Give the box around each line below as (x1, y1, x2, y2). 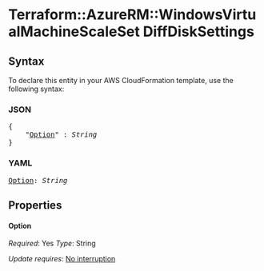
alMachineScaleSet (8, 22, 140, 41)
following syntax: (8, 84, 65, 94)
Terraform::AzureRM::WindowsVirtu (8, 6, 257, 24)
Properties (8, 198, 62, 212)
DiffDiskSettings (142, 22, 254, 41)
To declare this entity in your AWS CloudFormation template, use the (8, 76, 234, 85)
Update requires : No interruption (8, 254, 116, 264)
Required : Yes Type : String (8, 238, 96, 249)
